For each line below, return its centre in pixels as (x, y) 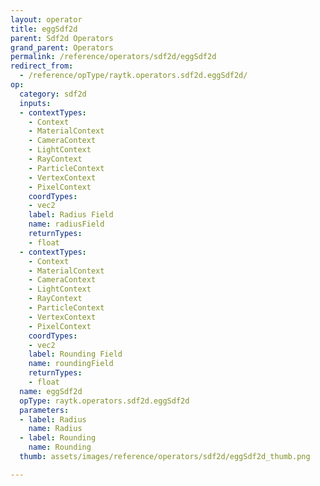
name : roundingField (71, 364)
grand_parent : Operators (62, 47)
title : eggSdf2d (44, 29)
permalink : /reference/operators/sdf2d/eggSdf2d (113, 57)
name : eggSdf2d (51, 391)
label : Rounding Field (75, 354)
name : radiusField (66, 224)
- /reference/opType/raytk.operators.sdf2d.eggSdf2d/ (133, 76)
